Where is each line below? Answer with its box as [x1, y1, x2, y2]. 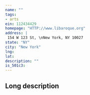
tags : [5, 12, 16, 17]
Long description [5, 81, 59, 90]
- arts [5, 16, 19, 21]
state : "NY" [5, 40, 30, 45]
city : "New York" [5, 44, 41, 49]
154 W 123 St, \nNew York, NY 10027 [7, 35, 84, 40]
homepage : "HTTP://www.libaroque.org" [5, 26, 86, 31]
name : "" [5, 7, 23, 12]
